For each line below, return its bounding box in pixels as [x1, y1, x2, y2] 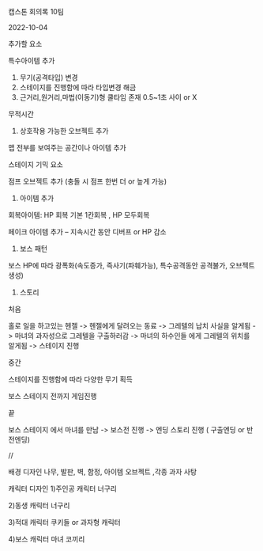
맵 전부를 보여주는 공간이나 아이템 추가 [8, 143, 126, 152]
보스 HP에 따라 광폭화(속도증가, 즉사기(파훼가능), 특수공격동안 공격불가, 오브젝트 [8, 260, 255, 270]
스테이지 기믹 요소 [8, 160, 63, 169]
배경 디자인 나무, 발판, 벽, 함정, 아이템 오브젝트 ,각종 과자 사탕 [8, 467, 197, 477]
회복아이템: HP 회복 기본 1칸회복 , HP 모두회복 [8, 211, 150, 219]
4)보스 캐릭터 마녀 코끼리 [8, 534, 85, 544]
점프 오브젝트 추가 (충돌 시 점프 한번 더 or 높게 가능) [8, 177, 167, 186]
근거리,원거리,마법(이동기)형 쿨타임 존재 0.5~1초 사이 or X [19, 93, 197, 101]
